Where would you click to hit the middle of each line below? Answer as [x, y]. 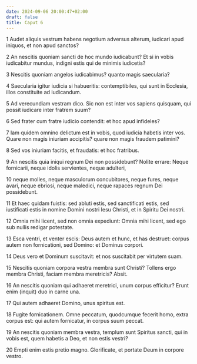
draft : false [22, 17]
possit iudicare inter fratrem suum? [49, 110]
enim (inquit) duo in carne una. [43, 292]
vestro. [15, 356]
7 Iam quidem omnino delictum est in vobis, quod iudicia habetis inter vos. [96, 133]
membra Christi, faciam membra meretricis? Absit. [67, 274]
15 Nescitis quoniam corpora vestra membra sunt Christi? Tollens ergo [91, 268]
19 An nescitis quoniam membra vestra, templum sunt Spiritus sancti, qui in [97, 332]
